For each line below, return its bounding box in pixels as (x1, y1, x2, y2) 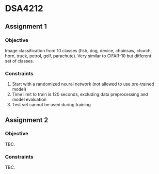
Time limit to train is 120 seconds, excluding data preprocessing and (12, 92, 148, 97)
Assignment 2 (5, 116, 48, 124)
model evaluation (12, 96, 47, 102)
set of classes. (5, 58, 34, 63)
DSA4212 (5, 3, 44, 14)
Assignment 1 (5, 22, 47, 31)
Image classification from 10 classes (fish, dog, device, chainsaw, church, (5, 47, 152, 53)
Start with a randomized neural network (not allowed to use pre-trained (12, 81, 154, 87)
